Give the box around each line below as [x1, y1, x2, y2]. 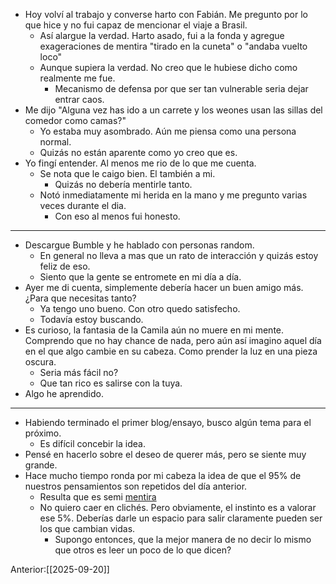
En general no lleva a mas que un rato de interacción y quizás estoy [39, 250, 319, 261]
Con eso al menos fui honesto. [54, 210, 181, 222]
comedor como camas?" [24, 115, 127, 126]
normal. [39, 136, 72, 148]
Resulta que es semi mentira [39, 491, 157, 503]
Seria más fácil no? [39, 367, 119, 378]
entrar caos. [54, 94, 105, 105]
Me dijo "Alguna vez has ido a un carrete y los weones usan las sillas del [24, 104, 323, 116]
